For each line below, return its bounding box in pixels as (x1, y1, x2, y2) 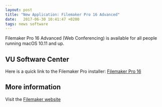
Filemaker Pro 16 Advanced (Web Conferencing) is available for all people (5, 35, 157, 41)
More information (5, 83, 61, 91)
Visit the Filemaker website (5, 96, 61, 102)
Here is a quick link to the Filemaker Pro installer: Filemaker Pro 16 (5, 68, 141, 74)
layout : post (5, 7, 33, 13)
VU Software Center (5, 55, 69, 63)
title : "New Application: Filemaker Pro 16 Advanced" (5, 12, 120, 17)
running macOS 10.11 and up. (5, 41, 64, 47)
